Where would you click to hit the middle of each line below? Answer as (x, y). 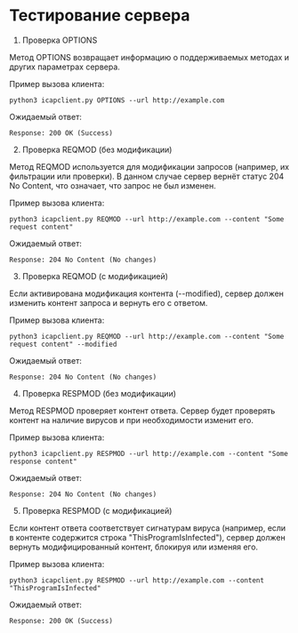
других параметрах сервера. (64, 67)
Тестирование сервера (100, 16)
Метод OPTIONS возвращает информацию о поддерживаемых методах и (149, 57)
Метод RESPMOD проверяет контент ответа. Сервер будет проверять (142, 411)
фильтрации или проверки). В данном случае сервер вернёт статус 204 (147, 176)
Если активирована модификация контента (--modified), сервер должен (147, 293)
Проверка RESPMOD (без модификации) (99, 393)
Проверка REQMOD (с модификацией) (95, 276)
